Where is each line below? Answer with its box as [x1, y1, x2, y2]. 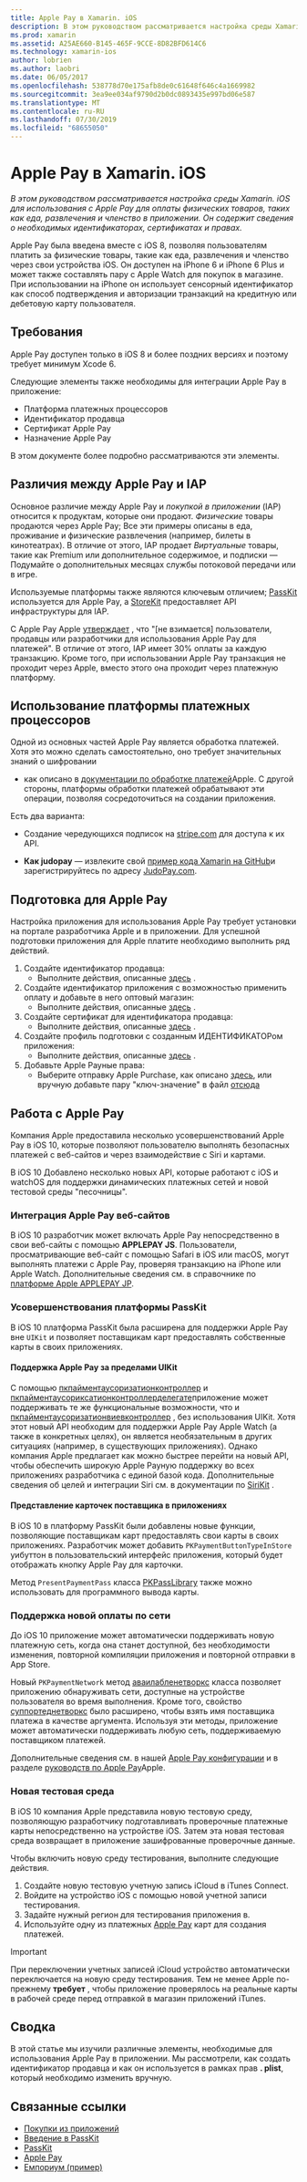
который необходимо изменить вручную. [10, 2073, 172, 2083]
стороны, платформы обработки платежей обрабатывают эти [23, 784, 265, 795]
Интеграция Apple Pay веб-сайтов [10, 1209, 170, 1221]
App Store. [10, 1659, 51, 1670]
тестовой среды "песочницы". [10, 1187, 128, 1197]
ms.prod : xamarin [10, 30, 77, 39]
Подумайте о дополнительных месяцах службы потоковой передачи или [10, 558, 297, 570]
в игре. [10, 568, 38, 579]
